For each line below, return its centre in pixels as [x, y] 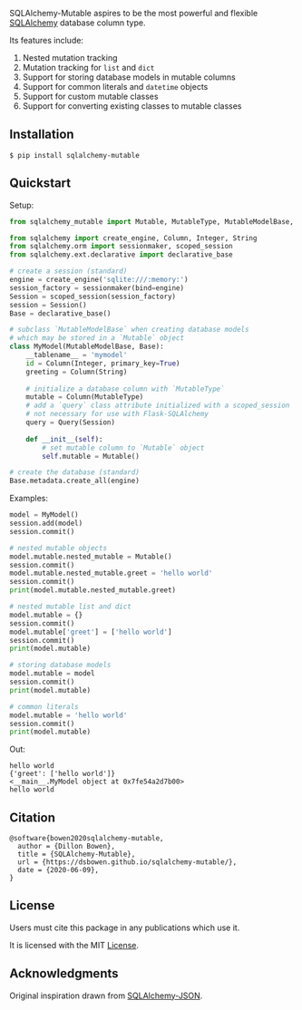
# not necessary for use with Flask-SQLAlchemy [117, 414]
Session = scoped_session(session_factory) [93, 296]
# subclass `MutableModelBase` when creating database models [129, 330]
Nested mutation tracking [70, 58]
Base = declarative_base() [60, 313]
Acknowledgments [64, 974]
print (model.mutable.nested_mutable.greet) [93, 590]
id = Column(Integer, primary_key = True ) [103, 363]
